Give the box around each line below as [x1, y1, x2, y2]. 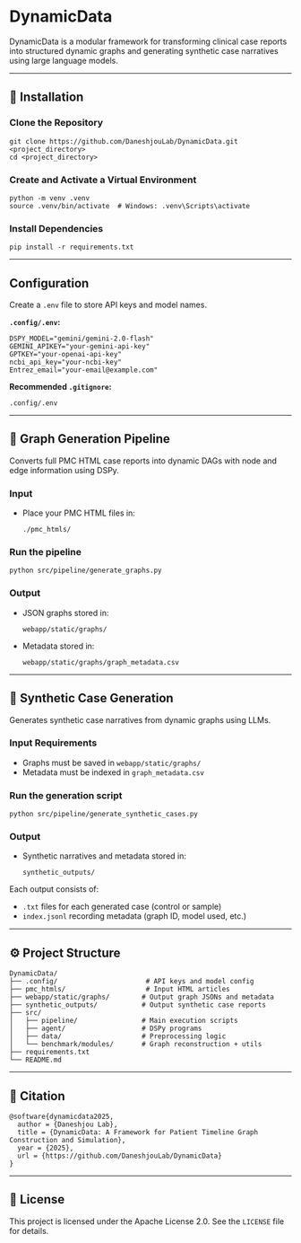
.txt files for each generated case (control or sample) [21, 901, 222, 912]
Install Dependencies [9, 222, 104, 234]
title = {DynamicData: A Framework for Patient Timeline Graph [17, 1128, 258, 1137]
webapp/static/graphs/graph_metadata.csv [21, 657, 179, 666]
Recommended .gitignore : [9, 382, 112, 392]
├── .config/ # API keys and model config [9, 977, 254, 986]
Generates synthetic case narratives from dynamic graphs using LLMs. [9, 714, 271, 725]
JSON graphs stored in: [21, 607, 109, 618]
